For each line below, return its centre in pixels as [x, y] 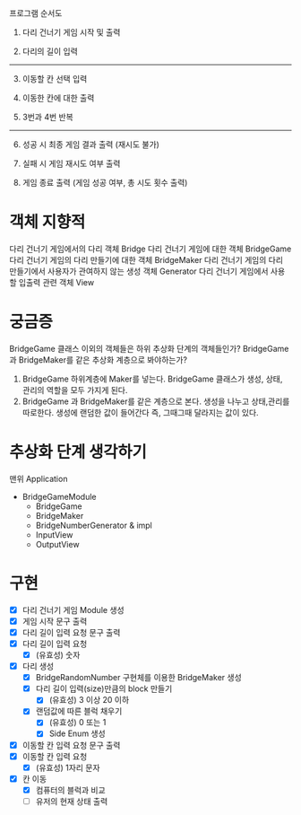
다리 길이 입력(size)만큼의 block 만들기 [104, 688]
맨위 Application [39, 478]
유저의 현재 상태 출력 [72, 801]
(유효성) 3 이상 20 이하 [89, 700]
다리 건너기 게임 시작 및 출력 [71, 32]
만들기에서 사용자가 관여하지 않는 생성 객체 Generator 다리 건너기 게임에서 [139, 271]
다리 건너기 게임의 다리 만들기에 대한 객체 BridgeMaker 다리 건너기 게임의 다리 [146, 259]
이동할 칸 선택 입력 [55, 79]
